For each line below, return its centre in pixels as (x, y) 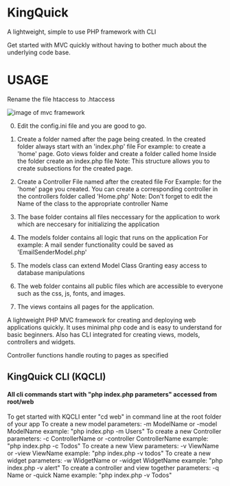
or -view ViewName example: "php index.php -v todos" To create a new (109, 453)
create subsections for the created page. (75, 168)
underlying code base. (39, 52)
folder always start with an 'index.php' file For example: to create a (111, 146)
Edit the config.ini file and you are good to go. (82, 126)
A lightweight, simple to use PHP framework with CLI (82, 32)
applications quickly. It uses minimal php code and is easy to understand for (115, 327)
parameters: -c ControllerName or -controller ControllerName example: (108, 439)
